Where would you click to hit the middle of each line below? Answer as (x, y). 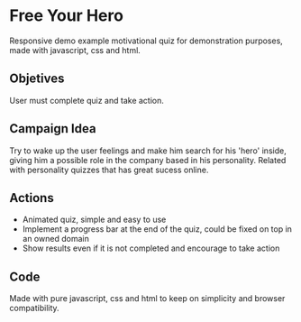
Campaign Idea (53, 129)
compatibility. (35, 308)
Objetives (37, 79)
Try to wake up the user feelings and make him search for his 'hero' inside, (148, 151)
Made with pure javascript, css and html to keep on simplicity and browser (147, 299)
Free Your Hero (67, 16)
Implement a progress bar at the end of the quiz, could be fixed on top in (157, 229)
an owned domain (56, 239)
